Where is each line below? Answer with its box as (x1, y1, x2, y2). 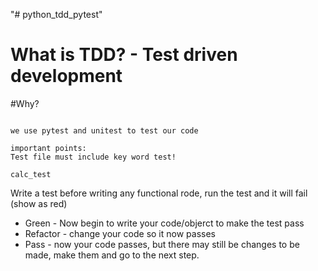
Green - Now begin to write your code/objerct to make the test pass (24, 217, 305, 229)
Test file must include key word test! (10, 152, 177, 162)
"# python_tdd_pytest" (10, 9, 103, 20)
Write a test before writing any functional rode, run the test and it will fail (10, 187, 308, 199)
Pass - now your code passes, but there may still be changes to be (24, 238, 300, 250)
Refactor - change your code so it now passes (24, 227, 216, 239)
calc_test (10, 169, 52, 179)
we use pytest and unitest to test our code (10, 125, 199, 136)
